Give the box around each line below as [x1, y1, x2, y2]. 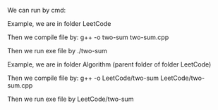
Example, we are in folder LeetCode [7, 20, 111, 27]
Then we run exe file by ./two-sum [7, 47, 108, 55]
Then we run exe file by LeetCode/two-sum [7, 95, 134, 103]
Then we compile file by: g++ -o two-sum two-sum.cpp [7, 33, 169, 41]
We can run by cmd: [7, 6, 66, 14]
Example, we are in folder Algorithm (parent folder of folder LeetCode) [7, 60, 212, 69]
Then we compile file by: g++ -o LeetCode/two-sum [7, 74, 159, 82]
